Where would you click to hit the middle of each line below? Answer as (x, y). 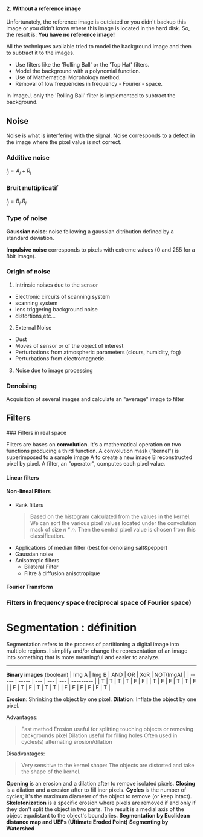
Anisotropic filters (37, 560)
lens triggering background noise (56, 309)
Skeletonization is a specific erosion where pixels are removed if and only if (101, 803)
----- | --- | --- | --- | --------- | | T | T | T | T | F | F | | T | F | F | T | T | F (107, 681)
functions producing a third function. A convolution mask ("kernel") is (93, 451)
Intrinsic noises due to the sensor (56, 285)
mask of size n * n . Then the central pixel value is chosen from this (113, 529)
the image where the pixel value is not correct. (64, 142)
